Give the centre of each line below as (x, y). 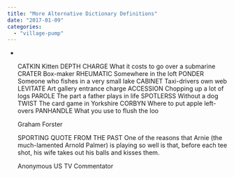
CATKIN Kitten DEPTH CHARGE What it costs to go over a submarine (116, 66)
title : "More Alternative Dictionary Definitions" (82, 14)
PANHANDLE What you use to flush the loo (97, 111)
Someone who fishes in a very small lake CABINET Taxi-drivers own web (122, 82)
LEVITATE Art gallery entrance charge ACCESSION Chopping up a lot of (120, 88)
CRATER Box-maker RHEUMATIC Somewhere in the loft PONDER (110, 74)
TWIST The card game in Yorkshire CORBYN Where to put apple (110, 103)
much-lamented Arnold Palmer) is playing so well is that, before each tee (122, 145)
